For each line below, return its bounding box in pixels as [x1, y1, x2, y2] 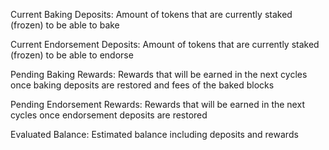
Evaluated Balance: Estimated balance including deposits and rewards [10, 129, 299, 140]
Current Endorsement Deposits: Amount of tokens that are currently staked [10, 39, 320, 50]
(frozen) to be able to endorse [10, 49, 134, 61]
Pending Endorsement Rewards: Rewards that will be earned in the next [10, 99, 305, 110]
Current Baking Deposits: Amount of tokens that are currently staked [10, 9, 293, 20]
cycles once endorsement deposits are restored [10, 109, 208, 121]
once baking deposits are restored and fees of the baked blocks [10, 79, 275, 91]
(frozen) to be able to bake [10, 19, 120, 31]
